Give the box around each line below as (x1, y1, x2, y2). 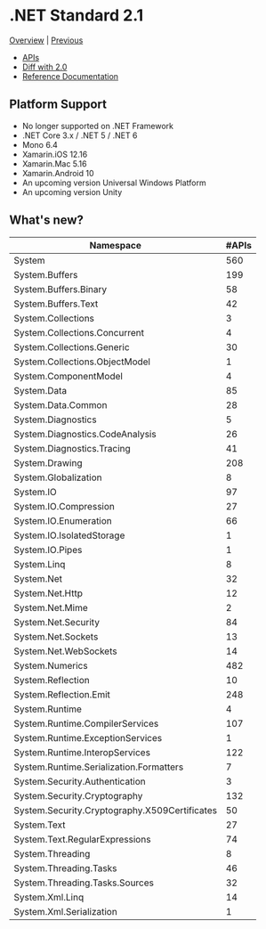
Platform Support (9, 97, 107, 112)
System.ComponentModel (13, 370, 123, 382)
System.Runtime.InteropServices (13, 746, 151, 758)
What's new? (9, 213, 85, 228)
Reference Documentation (21, 70, 118, 81)
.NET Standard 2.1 (9, 5, 144, 26)
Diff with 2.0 (21, 61, 68, 72)
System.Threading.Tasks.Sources (13, 876, 154, 889)
